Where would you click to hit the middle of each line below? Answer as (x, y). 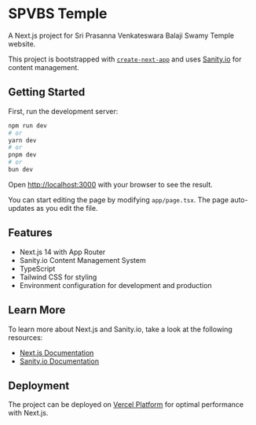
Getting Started (47, 92)
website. (22, 43)
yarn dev (22, 140)
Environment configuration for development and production (115, 285)
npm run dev (27, 126)
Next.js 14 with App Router (62, 252)
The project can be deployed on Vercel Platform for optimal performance (126, 405)
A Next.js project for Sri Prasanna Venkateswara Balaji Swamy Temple (121, 35)
